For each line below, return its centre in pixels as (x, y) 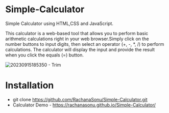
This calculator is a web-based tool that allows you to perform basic (77, 33)
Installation (30, 86)
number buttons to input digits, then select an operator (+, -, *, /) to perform (85, 44)
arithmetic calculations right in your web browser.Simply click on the (77, 39)
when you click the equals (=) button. (45, 55)
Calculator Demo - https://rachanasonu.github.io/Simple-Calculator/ (84, 105)
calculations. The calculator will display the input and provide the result (80, 49)
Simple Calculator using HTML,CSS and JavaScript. (59, 23)
